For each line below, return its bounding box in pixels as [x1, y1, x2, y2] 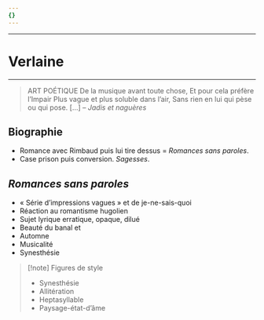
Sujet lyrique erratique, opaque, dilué [19, 215, 140, 224]
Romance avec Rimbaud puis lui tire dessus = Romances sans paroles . [19, 146, 249, 155]
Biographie [8, 125, 63, 138]
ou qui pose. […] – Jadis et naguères [27, 103, 147, 112]
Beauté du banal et [19, 223, 81, 232]
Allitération [38, 287, 75, 296]
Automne [19, 231, 49, 241]
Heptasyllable [38, 295, 84, 304]
